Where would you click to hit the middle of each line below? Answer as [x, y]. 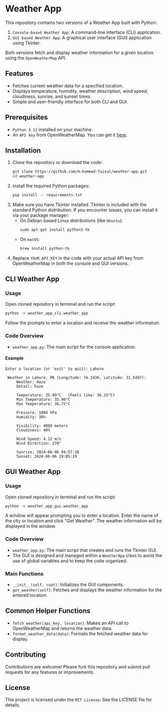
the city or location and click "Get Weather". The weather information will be [83, 521]
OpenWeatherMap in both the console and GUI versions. [70, 263]
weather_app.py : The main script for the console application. [74, 347]
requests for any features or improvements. [50, 672]
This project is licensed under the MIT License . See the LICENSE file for [79, 700]
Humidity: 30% [31, 417]
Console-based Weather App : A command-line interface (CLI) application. [87, 32]
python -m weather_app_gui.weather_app [47, 506]
